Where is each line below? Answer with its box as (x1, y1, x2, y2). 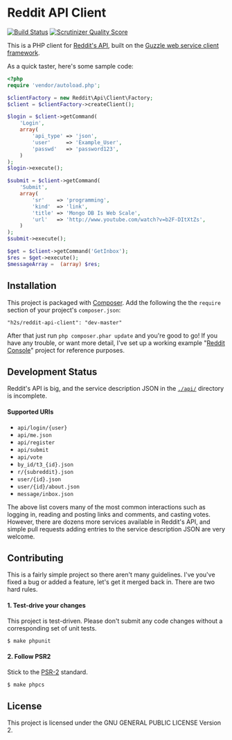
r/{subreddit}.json (17, 468, 74, 475)
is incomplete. (7, 391, 47, 400)
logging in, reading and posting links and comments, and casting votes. (7, 510, 211, 518)
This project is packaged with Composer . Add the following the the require (7, 298, 222, 306)
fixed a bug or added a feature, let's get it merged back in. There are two (7, 578, 215, 586)
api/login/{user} (17, 424, 68, 431)
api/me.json (17, 432, 52, 439)
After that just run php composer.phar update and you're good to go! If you (7, 331, 218, 340)
